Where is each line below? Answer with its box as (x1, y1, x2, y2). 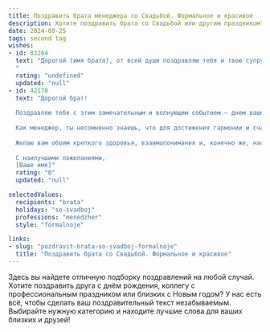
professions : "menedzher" (15, 213, 103, 221)
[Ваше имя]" (15, 162, 56, 170)
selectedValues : (8, 191, 63, 199)
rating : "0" (15, 169, 56, 177)
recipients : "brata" (15, 198, 84, 206)
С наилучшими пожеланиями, (15, 154, 106, 162)
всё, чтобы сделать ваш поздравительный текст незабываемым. (8, 297, 231, 307)
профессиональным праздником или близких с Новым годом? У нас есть (8, 289, 262, 298)
